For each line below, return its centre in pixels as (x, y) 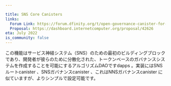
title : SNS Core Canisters (34, 14)
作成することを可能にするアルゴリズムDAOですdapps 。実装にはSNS (91, 66)
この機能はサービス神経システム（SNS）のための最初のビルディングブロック (85, 53)
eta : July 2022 (21, 33)
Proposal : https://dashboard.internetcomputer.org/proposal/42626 (82, 28)
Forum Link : (23, 24)
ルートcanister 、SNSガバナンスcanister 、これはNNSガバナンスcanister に (84, 72)
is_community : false (27, 38)
